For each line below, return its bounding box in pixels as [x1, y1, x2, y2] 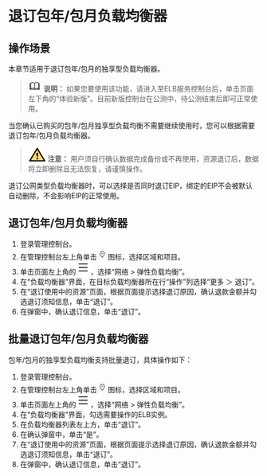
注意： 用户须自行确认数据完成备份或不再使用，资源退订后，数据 [47, 154, 259, 163]
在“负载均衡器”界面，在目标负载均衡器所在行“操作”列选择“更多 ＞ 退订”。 [19, 276, 259, 287]
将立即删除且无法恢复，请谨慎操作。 [27, 164, 147, 174]
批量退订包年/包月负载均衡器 [8, 332, 149, 346]
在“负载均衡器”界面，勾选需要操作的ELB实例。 [19, 409, 172, 419]
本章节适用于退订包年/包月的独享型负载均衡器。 [8, 64, 165, 73]
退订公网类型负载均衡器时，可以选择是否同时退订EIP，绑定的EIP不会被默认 [8, 181, 253, 190]
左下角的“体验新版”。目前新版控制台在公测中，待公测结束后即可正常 [27, 94, 251, 103]
